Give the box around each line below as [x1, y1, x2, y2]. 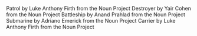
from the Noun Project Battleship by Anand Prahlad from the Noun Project [6, 11, 186, 18]
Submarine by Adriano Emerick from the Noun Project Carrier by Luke [6, 17, 176, 24]
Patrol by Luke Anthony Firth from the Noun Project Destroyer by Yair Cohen [6, 5, 192, 12]
